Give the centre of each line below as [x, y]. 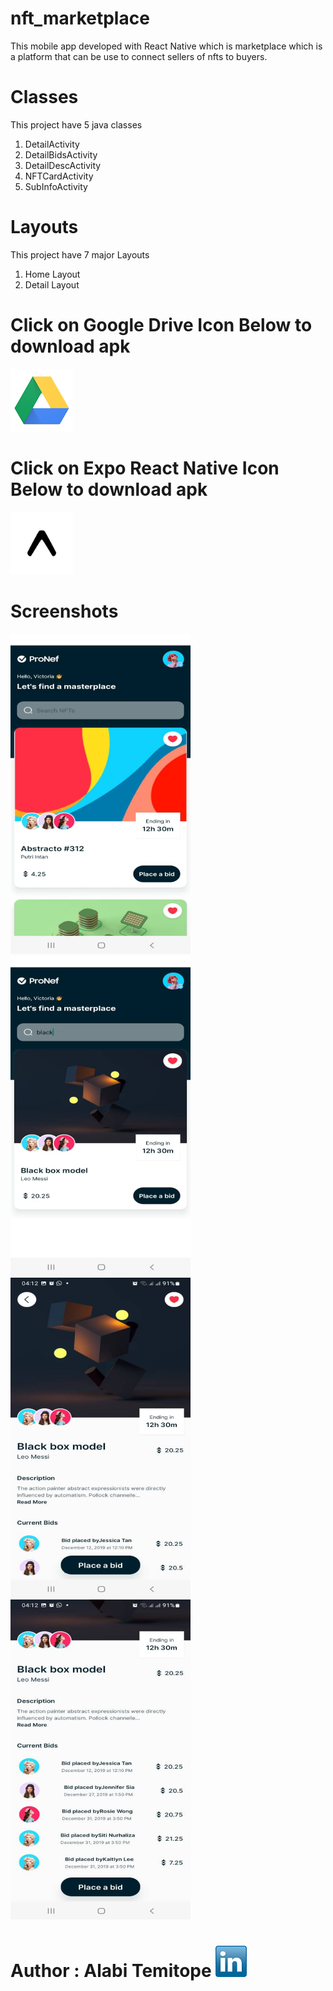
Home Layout [52, 274]
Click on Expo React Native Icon [145, 468]
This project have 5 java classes [76, 124]
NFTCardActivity [59, 176]
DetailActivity [52, 144]
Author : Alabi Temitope [111, 1970]
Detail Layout [52, 284]
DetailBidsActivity [61, 154]
